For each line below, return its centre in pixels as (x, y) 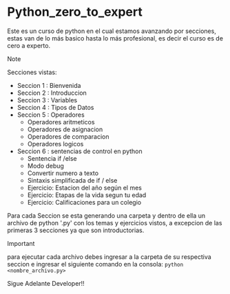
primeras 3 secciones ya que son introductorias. (76, 230)
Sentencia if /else (52, 158)
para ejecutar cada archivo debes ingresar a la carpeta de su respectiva (109, 257)
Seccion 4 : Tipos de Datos (55, 107)
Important (21, 243)
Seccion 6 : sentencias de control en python (80, 151)
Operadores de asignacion (65, 129)
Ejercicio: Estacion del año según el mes (85, 188)
